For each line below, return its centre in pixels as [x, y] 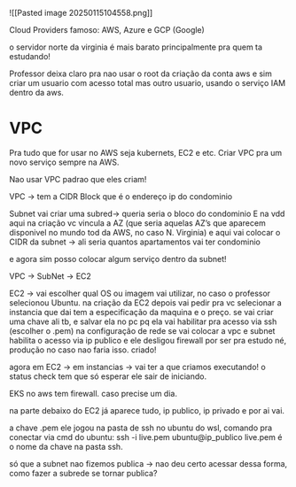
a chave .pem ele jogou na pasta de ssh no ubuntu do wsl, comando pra [141, 428]
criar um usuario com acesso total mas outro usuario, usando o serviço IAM [148, 83]
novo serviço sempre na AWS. [64, 162]
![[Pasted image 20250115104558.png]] [81, 13]
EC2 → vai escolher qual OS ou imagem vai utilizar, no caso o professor [140, 293]
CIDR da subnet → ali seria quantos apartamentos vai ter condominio [135, 242]
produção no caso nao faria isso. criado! [83, 350]
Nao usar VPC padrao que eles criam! [78, 179]
